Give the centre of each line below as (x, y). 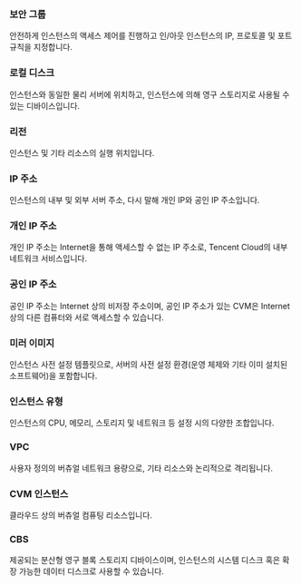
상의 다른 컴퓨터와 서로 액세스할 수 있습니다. (87, 317)
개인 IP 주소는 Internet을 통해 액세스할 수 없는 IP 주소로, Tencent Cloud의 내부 (149, 248)
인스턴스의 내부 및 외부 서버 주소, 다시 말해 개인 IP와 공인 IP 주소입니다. (135, 200)
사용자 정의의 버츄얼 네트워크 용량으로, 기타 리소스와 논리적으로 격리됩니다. (141, 468)
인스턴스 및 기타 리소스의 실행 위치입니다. (82, 152)
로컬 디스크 (32, 73)
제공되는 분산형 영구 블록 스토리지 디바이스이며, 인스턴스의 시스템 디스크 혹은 (145, 561)
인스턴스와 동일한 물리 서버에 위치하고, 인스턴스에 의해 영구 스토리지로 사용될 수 (150, 94)
